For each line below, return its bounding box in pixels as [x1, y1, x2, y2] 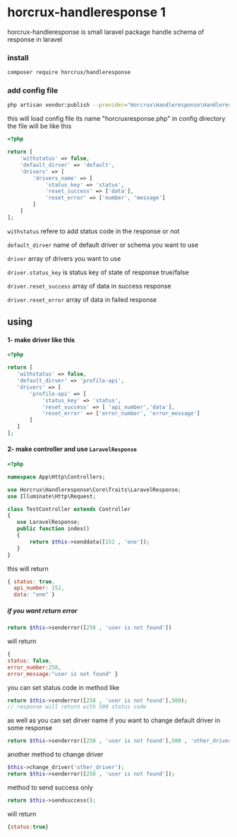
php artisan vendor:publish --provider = [7, 102, 128, 109]
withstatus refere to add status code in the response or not [7, 227, 180, 235]
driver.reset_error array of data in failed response [7, 295, 157, 304]
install [7, 52, 30, 62]
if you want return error [7, 606, 78, 615]
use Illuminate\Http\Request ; [7, 493, 97, 500]
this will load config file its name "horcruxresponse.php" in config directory [7, 115, 226, 123]
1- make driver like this [7, 335, 75, 344]
